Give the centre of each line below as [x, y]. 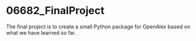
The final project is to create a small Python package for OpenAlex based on [98, 27]
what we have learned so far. [41, 32]
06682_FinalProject [55, 11]
